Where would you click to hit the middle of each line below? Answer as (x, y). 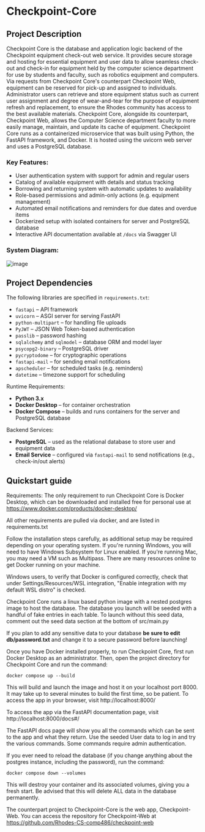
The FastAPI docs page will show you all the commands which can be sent (100, 731)
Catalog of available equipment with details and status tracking (95, 182)
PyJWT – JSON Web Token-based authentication (75, 329)
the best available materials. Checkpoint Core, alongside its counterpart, (97, 114)
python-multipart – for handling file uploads (71, 323)
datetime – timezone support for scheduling (70, 375)
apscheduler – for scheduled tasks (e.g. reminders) (79, 368)
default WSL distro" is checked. (46, 590)
